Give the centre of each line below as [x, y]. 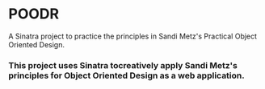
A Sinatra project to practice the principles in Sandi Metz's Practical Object [132, 36]
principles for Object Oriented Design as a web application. [126, 75]
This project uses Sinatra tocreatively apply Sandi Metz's [123, 65]
